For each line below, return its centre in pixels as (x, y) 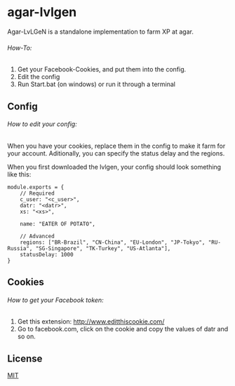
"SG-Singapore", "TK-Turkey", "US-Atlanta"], (103, 248)
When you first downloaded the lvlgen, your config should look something (114, 167)
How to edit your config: (42, 124)
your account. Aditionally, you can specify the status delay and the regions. (116, 153)
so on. (27, 336)
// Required (37, 193)
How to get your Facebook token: (55, 300)
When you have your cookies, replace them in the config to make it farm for (116, 146)
